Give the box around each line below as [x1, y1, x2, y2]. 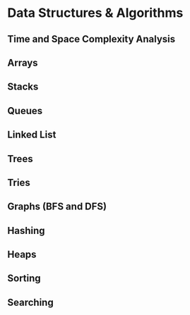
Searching [7, 296, 54, 308]
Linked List [7, 129, 57, 141]
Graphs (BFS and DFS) [7, 201, 107, 213]
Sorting [7, 273, 41, 285]
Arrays [7, 56, 38, 68]
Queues [7, 104, 43, 117]
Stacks [7, 81, 39, 93]
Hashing [7, 224, 45, 237]
